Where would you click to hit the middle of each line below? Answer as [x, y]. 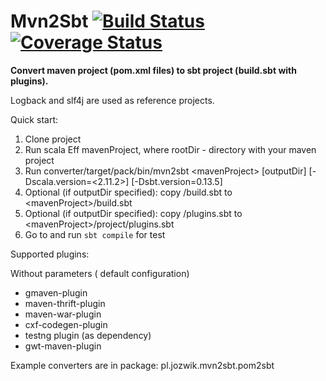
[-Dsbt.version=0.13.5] [177, 181]
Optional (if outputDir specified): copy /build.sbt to [128, 192]
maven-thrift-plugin [65, 303]
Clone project [53, 139]
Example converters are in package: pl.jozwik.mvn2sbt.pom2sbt [142, 365]
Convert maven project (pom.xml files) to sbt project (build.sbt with [153, 70]
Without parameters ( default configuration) [100, 273]
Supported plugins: [50, 254]
